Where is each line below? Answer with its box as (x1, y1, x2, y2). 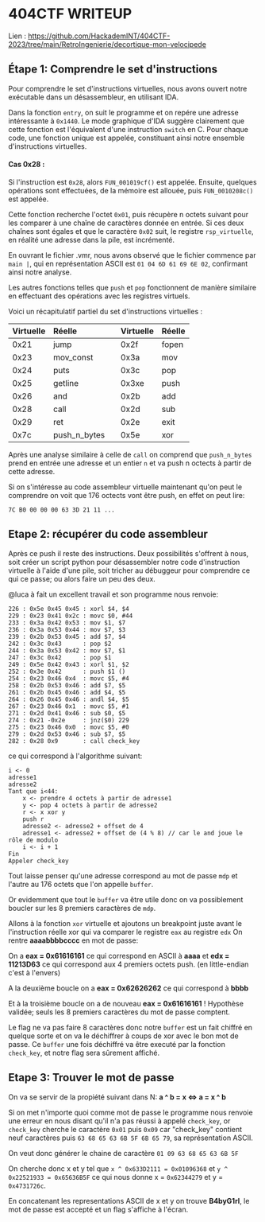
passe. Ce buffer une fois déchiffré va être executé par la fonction (8, 1039, 226, 1049)
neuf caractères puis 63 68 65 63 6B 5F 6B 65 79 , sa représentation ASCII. (8, 1133, 254, 1142)
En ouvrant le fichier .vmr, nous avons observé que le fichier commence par (8, 250, 256, 259)
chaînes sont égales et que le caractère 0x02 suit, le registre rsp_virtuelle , (8, 226, 254, 235)
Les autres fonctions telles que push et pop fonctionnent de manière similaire (8, 282, 256, 292)
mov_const (52, 352, 94, 363)
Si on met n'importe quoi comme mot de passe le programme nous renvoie (8, 1107, 253, 1117)
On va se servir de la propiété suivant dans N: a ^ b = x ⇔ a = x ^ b (8, 1092, 226, 1102)
